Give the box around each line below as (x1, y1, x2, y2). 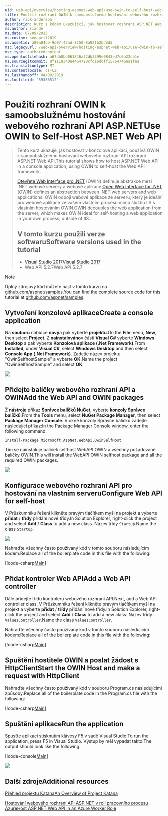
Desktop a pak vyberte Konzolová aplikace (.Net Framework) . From (5, 340, 146, 346)
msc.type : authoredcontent (5, 49, 61, 54)
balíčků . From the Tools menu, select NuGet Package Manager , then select (5, 412, 161, 418)
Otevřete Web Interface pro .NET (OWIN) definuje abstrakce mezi (17, 178, 152, 184)
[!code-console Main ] (5, 753, 48, 759)
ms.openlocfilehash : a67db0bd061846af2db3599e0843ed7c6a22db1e (5, 54, 140, 59)
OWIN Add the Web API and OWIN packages (5, 393, 144, 402)
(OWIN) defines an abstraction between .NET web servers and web (17, 189, 156, 195)
